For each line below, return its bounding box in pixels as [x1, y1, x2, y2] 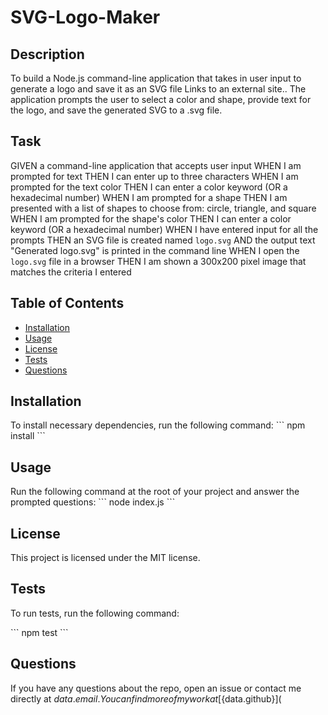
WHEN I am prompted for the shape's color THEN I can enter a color [10, 212, 292, 225]
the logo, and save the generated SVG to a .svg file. [10, 104, 223, 116]
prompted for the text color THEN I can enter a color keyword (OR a [10, 181, 288, 193]
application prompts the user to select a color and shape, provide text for [10, 94, 312, 105]
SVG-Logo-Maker [10, 6, 161, 29]
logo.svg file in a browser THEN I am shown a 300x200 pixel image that [10, 255, 307, 267]
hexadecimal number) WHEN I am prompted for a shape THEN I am [10, 191, 288, 203]
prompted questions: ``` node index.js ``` [10, 496, 176, 508]
